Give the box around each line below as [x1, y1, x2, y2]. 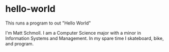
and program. [5, 40, 34, 46]
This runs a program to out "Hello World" [5, 20, 91, 26]
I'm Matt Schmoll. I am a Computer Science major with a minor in [5, 30, 142, 36]
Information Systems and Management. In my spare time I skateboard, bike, [5, 35, 164, 41]
